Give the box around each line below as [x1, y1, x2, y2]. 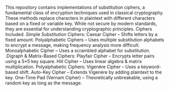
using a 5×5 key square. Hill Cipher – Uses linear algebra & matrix [5, 58, 142, 64]
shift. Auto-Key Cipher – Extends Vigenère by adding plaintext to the [19, 69, 162, 75]
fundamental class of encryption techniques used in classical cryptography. [5, 10, 164, 16]
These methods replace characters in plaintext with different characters [5, 15, 155, 21]
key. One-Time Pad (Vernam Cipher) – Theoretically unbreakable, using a [5, 75, 158, 80]
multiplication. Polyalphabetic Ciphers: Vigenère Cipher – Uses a [5, 64, 140, 70]
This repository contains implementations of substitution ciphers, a [5, 5, 145, 10]
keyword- [141, 64, 161, 70]
